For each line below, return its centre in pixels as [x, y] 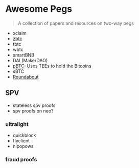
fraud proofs [21, 159]
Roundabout [26, 77]
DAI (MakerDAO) [30, 60]
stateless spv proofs [34, 105]
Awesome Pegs [39, 9]
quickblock [24, 135]
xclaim [20, 33]
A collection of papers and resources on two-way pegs [76, 23]
